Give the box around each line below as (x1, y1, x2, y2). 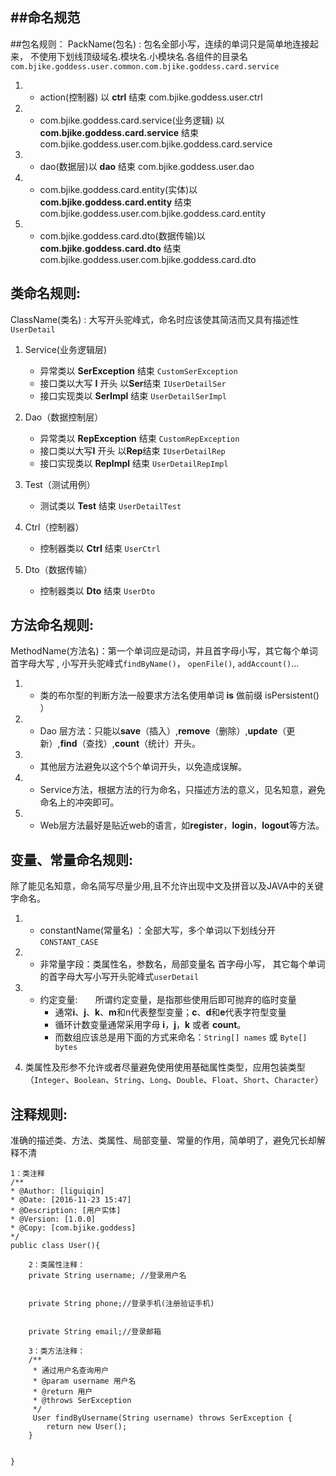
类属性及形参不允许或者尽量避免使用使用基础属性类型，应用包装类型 (24, 1061, 306, 1073)
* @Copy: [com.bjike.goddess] (10, 1223, 137, 1233)
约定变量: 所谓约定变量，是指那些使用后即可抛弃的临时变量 (39, 994, 297, 1006)
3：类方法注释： (28, 1346, 86, 1357)
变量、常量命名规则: (10, 851, 134, 868)
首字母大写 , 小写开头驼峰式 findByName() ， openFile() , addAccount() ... (10, 658, 300, 670)
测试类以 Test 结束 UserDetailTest (39, 499, 182, 512)
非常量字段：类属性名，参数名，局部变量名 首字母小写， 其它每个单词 (39, 958, 326, 970)
